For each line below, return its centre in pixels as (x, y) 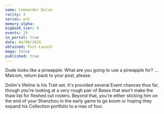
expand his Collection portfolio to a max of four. (54, 106)
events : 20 (16, 33)
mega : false (17, 51)
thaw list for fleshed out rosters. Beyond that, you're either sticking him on (81, 96)
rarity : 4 (15, 14)
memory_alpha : (20, 24)
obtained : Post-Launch (29, 47)
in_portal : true (22, 38)
